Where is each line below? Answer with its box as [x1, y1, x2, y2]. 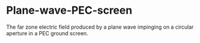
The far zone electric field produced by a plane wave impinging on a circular [6, 23, 194, 30]
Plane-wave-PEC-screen [6, 4, 133, 17]
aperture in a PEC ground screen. [6, 29, 88, 36]
